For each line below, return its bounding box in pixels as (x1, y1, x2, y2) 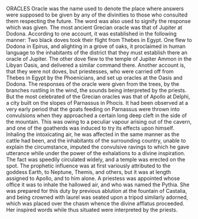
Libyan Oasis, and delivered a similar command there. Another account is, (6, 62, 186, 69)
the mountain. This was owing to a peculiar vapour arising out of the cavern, (6, 118, 192, 125)
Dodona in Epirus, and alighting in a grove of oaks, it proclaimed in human (6, 43, 186, 50)
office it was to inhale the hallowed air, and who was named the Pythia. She (6, 181, 190, 188)
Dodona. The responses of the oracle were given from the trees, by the (6, 80, 179, 88)
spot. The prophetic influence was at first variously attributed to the (6, 162, 171, 169)
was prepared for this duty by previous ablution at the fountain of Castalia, (6, 188, 187, 194)
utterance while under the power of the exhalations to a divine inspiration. (6, 150, 186, 156)
